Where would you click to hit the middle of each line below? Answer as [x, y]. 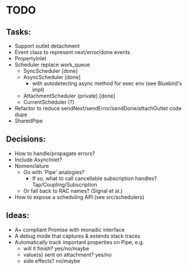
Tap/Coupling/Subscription [65, 184]
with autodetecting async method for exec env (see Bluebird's [107, 83]
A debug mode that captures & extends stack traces [77, 236]
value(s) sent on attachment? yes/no [68, 254]
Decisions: [26, 139]
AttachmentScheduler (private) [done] [69, 96]
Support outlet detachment [47, 46]
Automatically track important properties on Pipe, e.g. [79, 242]
